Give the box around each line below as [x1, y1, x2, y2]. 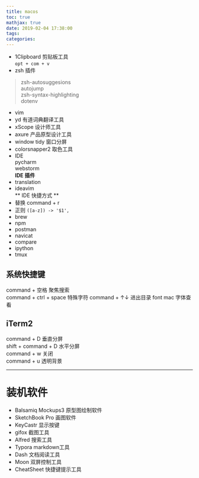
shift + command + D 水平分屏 [6, 343, 80, 350]
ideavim [14, 185, 34, 192]
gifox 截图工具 [14, 428, 50, 435]
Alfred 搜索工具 [14, 436, 52, 443]
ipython [14, 245, 34, 251]
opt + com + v [14, 61, 50, 67]
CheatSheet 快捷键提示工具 [14, 466, 82, 473]
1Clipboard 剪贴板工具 [14, 53, 69, 60]
